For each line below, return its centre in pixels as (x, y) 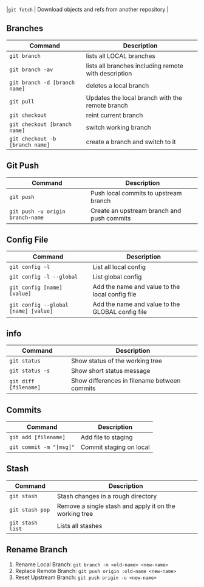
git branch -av (31, 69)
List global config (117, 277)
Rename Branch (37, 550)
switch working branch (119, 127)
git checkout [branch (40, 124)
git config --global (39, 305)
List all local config (119, 267)
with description (109, 73)
